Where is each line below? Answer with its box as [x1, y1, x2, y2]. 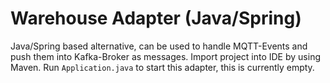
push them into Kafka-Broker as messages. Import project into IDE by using [10, 50, 321, 62]
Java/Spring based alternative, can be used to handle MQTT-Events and [10, 40, 308, 52]
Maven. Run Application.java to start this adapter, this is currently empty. [10, 61, 315, 73]
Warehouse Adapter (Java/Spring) [10, 7, 302, 30]
